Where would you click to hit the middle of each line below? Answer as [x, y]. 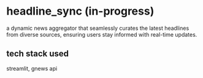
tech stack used [38, 54]
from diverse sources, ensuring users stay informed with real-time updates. [102, 34]
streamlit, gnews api [32, 68]
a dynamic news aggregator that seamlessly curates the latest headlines [98, 28]
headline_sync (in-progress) [80, 11]
